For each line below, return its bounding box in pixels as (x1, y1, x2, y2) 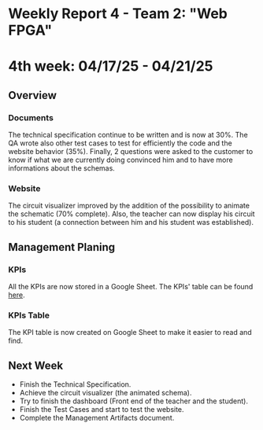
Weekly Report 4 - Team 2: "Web (8, 5, 228, 23)
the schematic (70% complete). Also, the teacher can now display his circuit (8, 209, 255, 219)
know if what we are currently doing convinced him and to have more (8, 155, 234, 165)
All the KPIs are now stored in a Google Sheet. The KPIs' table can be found (8, 282, 254, 292)
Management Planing (8, 241, 116, 254)
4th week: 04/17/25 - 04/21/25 (8, 57, 213, 75)
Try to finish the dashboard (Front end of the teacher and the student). (19, 396, 248, 406)
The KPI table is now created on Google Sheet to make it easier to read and (8, 328, 252, 337)
